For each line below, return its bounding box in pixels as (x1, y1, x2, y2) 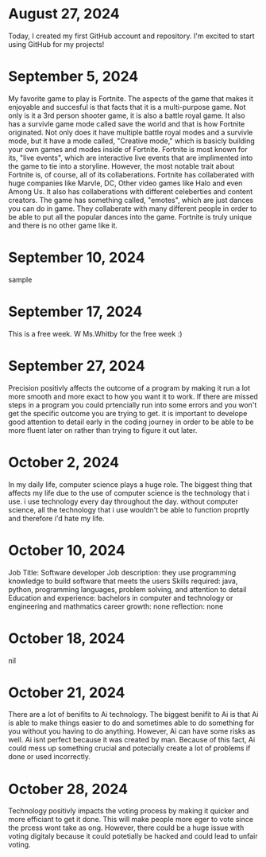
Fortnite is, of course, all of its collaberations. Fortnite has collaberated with (8, 169, 255, 179)
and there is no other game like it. (8, 220, 118, 230)
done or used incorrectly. (8, 752, 91, 762)
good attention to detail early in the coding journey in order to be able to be (8, 417, 254, 427)
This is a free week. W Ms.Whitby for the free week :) (8, 329, 183, 338)
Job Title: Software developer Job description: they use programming (8, 567, 237, 577)
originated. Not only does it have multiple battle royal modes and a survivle (8, 127, 253, 137)
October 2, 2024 (8, 453, 119, 471)
